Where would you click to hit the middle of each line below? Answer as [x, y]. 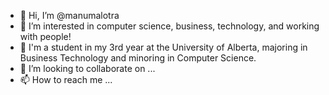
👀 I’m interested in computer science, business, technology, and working [169, 26]
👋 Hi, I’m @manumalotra [69, 15]
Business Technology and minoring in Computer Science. [138, 58]
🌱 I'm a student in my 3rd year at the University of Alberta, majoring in [163, 47]
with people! [45, 36]
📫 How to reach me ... [66, 79]
